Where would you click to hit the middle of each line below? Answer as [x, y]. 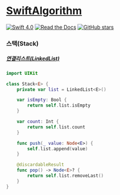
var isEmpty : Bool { [42, 100]
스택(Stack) [22, 44]
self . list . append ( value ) [58, 148]
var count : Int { [38, 122]
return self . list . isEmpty [59, 105]
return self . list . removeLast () [66, 176]
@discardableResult [41, 165]
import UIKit [22, 73]
